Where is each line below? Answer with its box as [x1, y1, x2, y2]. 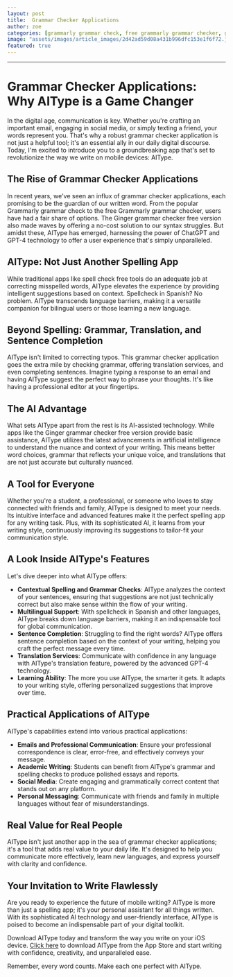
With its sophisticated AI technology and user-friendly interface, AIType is [7, 913, 218, 922]
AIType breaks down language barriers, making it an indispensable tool [17, 614, 221, 623]
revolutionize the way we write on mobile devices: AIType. [7, 153, 173, 162]
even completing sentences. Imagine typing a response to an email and [7, 368, 212, 377]
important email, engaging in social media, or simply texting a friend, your [7, 123, 218, 132]
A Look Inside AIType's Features [7, 553, 150, 565]
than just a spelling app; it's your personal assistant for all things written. [7, 906, 214, 914]
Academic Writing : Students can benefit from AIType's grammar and [17, 762, 216, 770]
